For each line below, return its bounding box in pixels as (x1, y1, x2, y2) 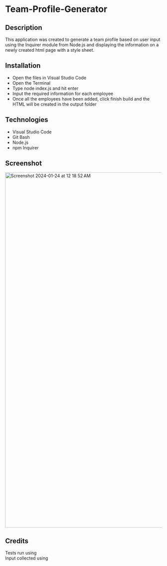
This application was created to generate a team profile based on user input (5, 36, 161, 42)
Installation (5, 61, 41, 70)
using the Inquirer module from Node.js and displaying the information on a (5, 42, 159, 48)
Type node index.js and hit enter (12, 85, 79, 91)
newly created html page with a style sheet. (5, 47, 94, 53)
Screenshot (5, 159, 42, 168)
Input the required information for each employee (12, 91, 113, 97)
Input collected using (5, 555, 48, 561)
